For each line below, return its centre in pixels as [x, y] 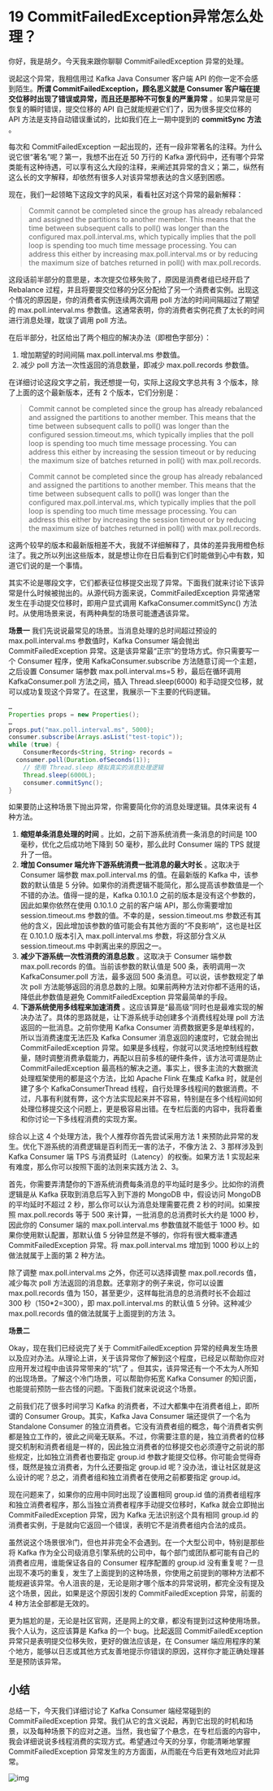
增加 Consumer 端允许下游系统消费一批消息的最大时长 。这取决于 [130, 865]
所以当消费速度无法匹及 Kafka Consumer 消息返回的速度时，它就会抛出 [139, 1038]
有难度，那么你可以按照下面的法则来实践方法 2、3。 [96, 1167]
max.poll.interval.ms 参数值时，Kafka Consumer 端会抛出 [104, 641]
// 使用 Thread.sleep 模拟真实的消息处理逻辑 [93, 767]
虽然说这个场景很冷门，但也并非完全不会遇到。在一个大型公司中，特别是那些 [136, 1543]
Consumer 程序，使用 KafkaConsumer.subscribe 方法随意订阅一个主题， [139, 661]
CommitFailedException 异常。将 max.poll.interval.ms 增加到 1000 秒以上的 [134, 1246]
